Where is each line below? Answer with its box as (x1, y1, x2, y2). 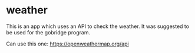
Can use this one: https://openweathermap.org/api (6, 40, 129, 47)
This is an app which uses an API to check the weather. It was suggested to (6, 23, 190, 30)
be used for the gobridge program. (6, 29, 90, 36)
